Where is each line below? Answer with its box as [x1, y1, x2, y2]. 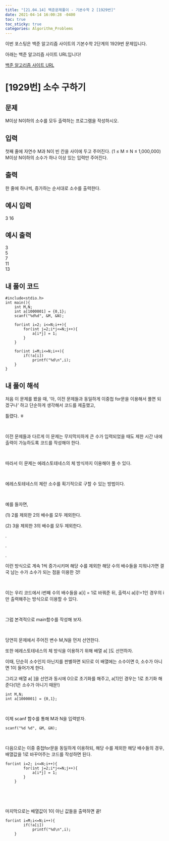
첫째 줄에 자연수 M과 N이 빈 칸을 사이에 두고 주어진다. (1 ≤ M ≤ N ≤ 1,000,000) [5, 148, 161, 154]
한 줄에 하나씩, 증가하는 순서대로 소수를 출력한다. [5, 185, 101, 191]
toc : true [5, 17, 26, 22]
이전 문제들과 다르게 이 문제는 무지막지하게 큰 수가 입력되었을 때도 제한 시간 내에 [5, 433, 163, 439]
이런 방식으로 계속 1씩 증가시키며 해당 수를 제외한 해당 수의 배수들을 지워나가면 [5, 563, 159, 569]
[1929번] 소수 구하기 [5, 82, 86, 93]
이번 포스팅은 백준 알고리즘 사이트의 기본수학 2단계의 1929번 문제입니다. [5, 41, 147, 47]
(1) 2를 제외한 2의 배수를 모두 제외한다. [5, 512, 82, 518]
